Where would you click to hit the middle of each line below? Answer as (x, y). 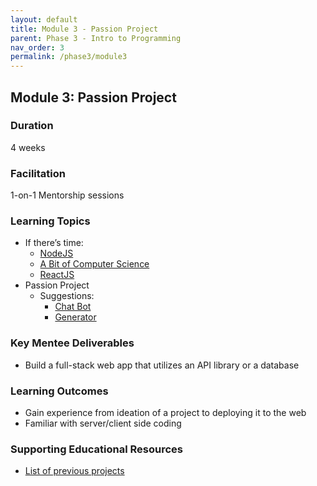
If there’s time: (54, 243)
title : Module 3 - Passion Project (84, 29)
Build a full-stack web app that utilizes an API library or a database (162, 365)
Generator (75, 317)
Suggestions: (67, 296)
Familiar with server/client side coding (103, 423)
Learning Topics (50, 221)
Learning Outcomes (59, 391)
